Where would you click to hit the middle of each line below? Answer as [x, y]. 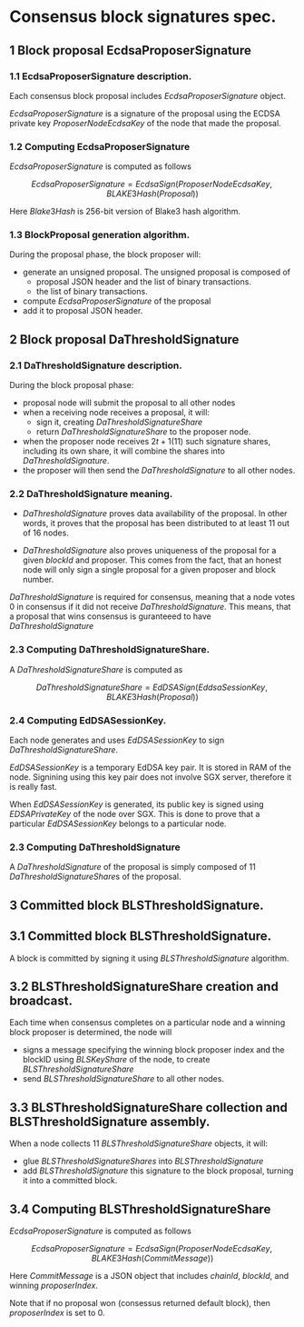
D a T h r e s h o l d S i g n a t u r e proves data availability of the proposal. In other [155, 514]
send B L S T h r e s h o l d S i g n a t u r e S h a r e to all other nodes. [123, 1079]
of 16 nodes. [46, 533]
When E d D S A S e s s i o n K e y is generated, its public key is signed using [137, 804]
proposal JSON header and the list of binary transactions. [144, 282]
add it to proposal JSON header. [83, 311]
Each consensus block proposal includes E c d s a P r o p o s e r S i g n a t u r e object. [147, 95]
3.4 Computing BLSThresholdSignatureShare [140, 1209]
